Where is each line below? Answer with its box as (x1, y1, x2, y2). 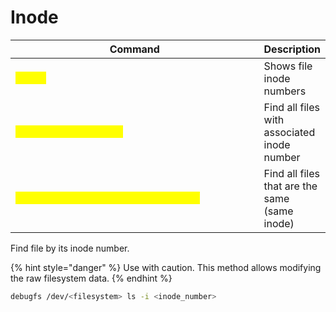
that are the (263, 179, 318, 193)
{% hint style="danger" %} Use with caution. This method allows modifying (10, 261, 322, 273)
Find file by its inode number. (10, 242, 130, 254)
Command (109, 42, 160, 56)
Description (263, 42, 321, 56)
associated (263, 125, 316, 139)
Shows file (263, 59, 313, 73)
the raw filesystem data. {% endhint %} (10, 272, 173, 284)
